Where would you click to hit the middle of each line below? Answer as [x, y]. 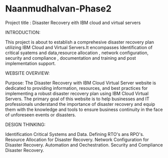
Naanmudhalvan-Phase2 [58, 9]
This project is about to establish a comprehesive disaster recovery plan [80, 42]
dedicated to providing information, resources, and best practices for [76, 88]
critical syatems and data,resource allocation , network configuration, [77, 53]
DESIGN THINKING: [26, 124]
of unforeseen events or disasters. [41, 115]
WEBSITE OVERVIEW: [28, 73]
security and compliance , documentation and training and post [71, 58]
